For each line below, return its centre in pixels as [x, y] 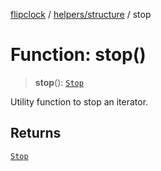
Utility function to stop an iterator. [79, 101]
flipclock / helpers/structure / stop [81, 14]
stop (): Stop [59, 82]
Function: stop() [78, 55]
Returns [36, 133]
